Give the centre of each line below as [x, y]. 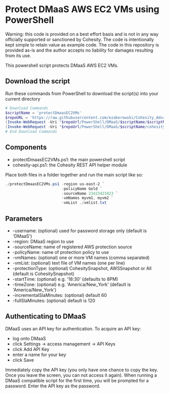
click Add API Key [31, 349]
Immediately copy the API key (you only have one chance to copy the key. [82, 370]
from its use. [18, 55]
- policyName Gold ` [81, 189]
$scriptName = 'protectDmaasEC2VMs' [44, 113]
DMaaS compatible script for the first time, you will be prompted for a [77, 380]
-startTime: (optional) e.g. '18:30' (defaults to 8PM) [65, 279]
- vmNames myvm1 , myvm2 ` [87, 198]
